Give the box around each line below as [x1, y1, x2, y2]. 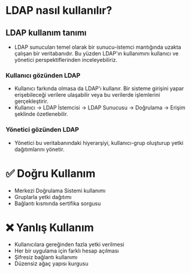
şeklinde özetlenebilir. [14, 111, 68, 118]
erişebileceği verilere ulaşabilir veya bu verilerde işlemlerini [14, 91, 160, 99]
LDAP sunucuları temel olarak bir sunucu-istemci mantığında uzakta [14, 43, 181, 51]
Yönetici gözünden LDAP [5, 126, 79, 134]
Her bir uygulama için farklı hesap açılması [14, 247, 119, 254]
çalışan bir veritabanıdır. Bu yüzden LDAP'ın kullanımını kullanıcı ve [14, 50, 179, 57]
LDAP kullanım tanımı [5, 28, 87, 38]
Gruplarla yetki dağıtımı [14, 193, 72, 200]
